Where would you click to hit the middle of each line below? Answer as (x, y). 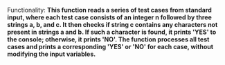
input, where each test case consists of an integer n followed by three (110, 17)
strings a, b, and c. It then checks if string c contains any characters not (112, 25)
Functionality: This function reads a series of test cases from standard (110, 10)
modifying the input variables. (52, 54)
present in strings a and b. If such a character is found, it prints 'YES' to (112, 32)
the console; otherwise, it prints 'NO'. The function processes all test (108, 39)
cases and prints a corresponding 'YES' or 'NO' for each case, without (110, 47)
